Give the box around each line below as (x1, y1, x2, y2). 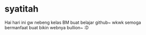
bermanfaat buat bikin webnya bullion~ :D (4, 24, 89, 30)
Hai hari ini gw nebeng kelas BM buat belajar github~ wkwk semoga (4, 19, 141, 25)
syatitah (4, 3, 39, 15)
